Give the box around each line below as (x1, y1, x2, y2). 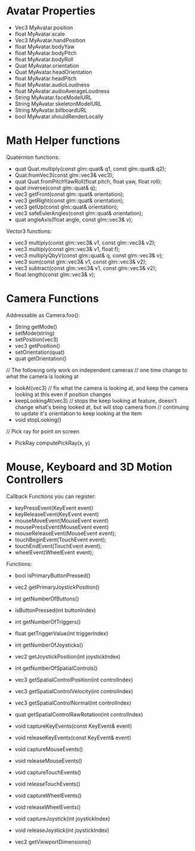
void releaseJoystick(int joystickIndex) (14, 826, 109, 834)
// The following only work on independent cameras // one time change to (6, 366, 188, 374)
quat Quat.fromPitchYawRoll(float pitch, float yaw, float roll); (14, 177, 162, 185)
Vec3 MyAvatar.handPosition (14, 36, 86, 44)
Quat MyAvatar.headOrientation (14, 68, 92, 75)
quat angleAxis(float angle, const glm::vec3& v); (14, 216, 133, 223)
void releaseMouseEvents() (14, 757, 82, 764)
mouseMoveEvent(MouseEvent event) (14, 517, 109, 524)
